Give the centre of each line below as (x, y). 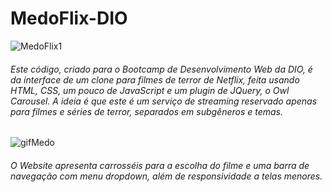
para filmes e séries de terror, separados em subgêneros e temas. (147, 111)
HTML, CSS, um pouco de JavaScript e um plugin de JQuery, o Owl (150, 90)
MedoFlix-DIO (69, 18)
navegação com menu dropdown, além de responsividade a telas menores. (166, 176)
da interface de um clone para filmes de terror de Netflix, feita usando (155, 79)
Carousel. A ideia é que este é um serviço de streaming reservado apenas (164, 101)
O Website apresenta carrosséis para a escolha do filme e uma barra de (160, 165)
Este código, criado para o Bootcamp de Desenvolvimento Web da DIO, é (161, 69)
